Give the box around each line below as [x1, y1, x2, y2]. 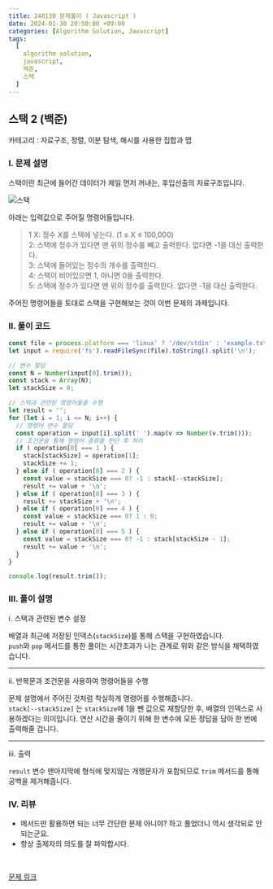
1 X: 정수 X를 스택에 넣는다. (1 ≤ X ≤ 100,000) [28, 230, 175, 239]
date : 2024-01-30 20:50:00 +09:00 [8, 20, 126, 28]
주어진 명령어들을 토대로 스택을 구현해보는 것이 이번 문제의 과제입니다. [8, 298, 230, 308]
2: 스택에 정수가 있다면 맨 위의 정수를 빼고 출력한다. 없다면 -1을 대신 [28, 239, 242, 249]
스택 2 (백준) [8, 112, 68, 126]
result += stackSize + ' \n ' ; [23, 497, 122, 506]
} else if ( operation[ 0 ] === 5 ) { [15, 528, 140, 536]
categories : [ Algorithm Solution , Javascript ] [8, 27, 169, 35]
